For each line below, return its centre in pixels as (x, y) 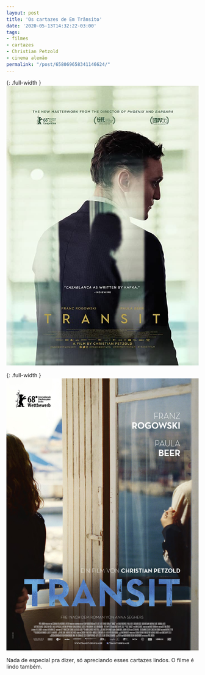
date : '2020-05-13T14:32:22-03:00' (52, 26)
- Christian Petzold (33, 52)
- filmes (17, 39)
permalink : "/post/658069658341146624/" (59, 64)
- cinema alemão (27, 58)
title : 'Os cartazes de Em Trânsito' (54, 19)
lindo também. (24, 667)
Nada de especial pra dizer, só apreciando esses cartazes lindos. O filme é (100, 660)
